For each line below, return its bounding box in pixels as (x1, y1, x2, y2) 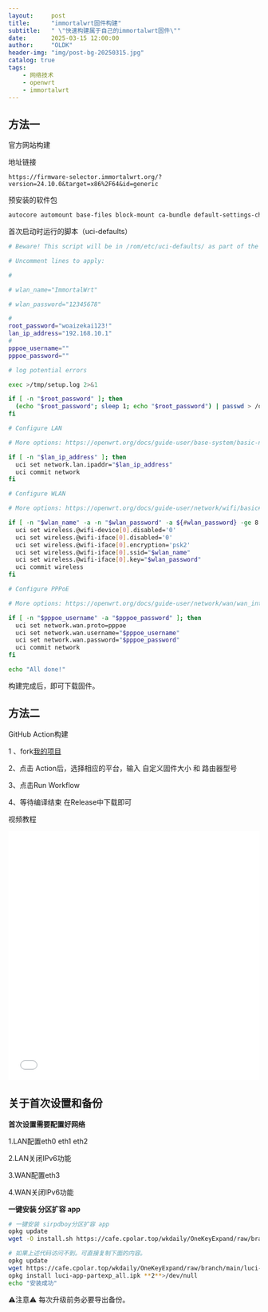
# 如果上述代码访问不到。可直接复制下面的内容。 (8, 1250, 146, 1258)
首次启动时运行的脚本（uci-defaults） (8, 227, 132, 237)
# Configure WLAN (8, 490, 66, 498)
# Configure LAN (8, 424, 62, 432)
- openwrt (22, 78, 56, 86)
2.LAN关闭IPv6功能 (8, 1153, 72, 1163)
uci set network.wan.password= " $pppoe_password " (15, 636, 180, 644)
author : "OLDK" (8, 42, 73, 50)
